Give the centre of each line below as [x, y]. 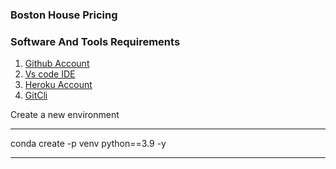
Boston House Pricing [64, 15]
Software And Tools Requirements [95, 41]
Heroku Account [58, 85]
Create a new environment [65, 115]
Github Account [57, 64]
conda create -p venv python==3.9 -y [88, 144]
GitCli [36, 95]
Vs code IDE [50, 74]
